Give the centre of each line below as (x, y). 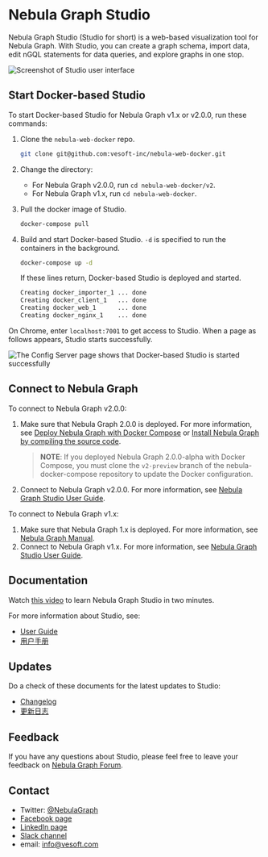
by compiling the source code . (70, 441)
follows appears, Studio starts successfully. (80, 339)
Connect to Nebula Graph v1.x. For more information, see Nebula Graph (138, 546)
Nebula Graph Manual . (57, 537)
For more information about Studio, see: (74, 616)
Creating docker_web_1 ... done (83, 308)
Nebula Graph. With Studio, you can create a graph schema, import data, (129, 45)
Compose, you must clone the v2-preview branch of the (132, 465)
